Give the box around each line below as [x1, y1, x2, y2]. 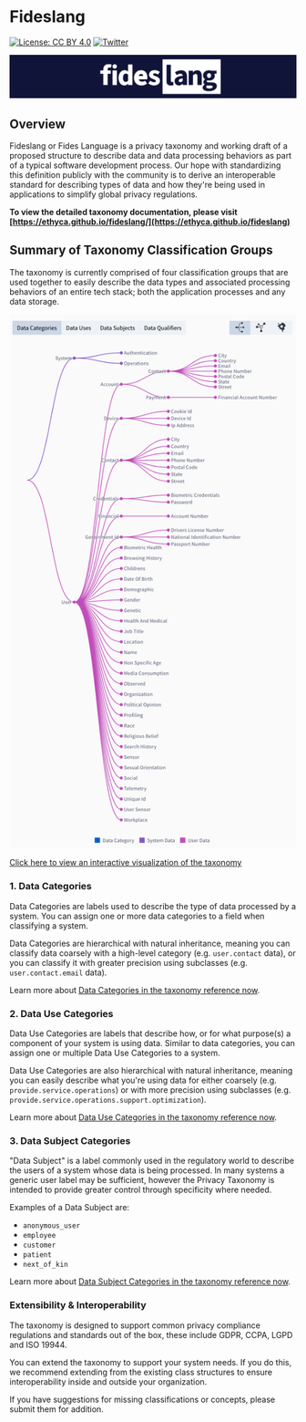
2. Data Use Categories [9, 1007, 114, 1020]
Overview [9, 116, 66, 131]
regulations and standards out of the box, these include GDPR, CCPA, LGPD [9, 1329, 293, 1340]
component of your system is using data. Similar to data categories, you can [9, 1038, 296, 1049]
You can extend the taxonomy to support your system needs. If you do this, [9, 1356, 292, 1367]
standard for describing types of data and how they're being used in [9, 180, 266, 191]
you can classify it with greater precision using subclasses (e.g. [9, 957, 248, 968]
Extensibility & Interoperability [9, 1299, 148, 1312]
